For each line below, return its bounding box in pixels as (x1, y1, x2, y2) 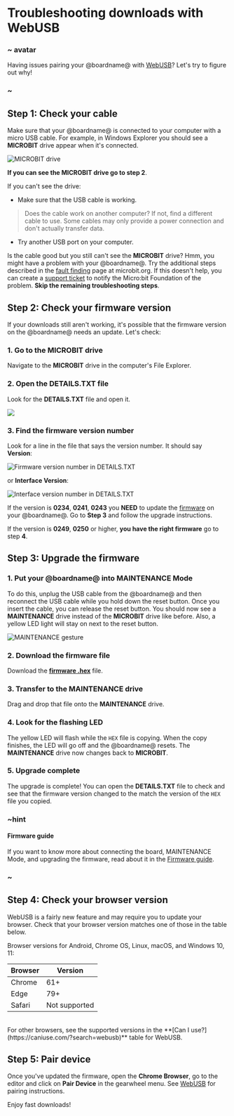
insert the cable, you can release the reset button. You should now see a (7, 604, 216, 613)
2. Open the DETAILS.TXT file (7, 379, 109, 389)
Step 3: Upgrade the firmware (7, 552, 140, 564)
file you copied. (7, 796, 53, 805)
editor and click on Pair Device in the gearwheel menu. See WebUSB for (7, 1079, 216, 1088)
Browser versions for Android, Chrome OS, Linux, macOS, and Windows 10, (7, 941, 225, 949)
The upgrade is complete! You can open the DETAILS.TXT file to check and (7, 781, 226, 790)
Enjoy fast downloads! (7, 1101, 71, 1109)
